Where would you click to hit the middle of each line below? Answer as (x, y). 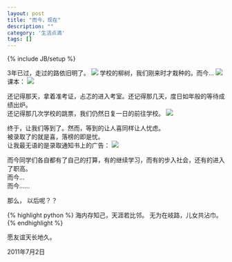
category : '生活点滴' (36, 33)
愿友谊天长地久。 (31, 237)
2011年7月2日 (26, 252)
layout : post (26, 13)
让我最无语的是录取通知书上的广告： (59, 145)
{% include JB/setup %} (41, 59)
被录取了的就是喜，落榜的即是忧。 (56, 137)
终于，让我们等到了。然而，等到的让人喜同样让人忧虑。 (86, 128)
